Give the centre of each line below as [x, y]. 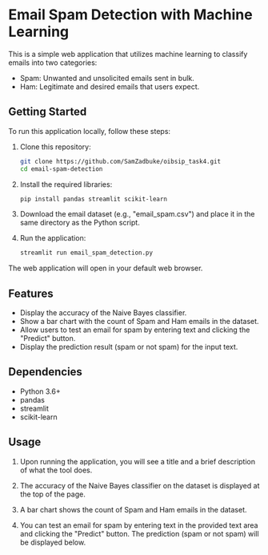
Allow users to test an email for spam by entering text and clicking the [135, 330]
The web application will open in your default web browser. [106, 268]
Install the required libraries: [66, 184]
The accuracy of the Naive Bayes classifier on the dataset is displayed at [140, 485]
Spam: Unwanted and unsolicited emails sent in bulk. [107, 78]
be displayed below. [53, 542]
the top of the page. [52, 494]
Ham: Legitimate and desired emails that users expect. [110, 87]
